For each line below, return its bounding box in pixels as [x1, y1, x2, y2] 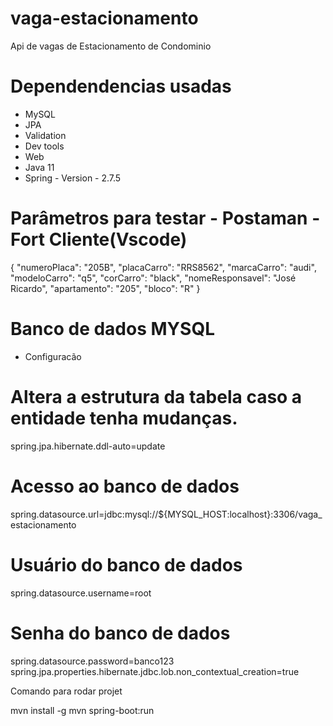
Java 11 [24, 161, 55, 173]
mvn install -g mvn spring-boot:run [10, 704, 155, 716]
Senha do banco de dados [10, 622, 231, 644]
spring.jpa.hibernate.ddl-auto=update [10, 440, 166, 452]
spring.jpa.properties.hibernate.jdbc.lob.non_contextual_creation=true [10, 665, 300, 677]
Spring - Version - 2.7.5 [24, 172, 122, 184]
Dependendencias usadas [10, 75, 232, 98]
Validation [24, 129, 67, 141]
